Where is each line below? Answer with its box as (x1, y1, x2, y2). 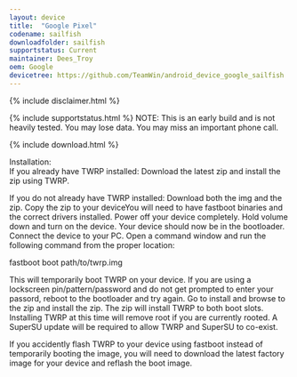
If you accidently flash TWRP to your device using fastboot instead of (9, 339, 264, 349)
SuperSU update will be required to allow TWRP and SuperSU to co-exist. (9, 321, 278, 332)
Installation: (9, 156, 52, 167)
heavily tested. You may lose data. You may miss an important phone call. (9, 122, 278, 132)
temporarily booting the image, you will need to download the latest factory (9, 348, 285, 358)
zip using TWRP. (9, 175, 69, 186)
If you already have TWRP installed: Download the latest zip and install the (9, 165, 281, 176)
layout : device (9, 12, 66, 22)
